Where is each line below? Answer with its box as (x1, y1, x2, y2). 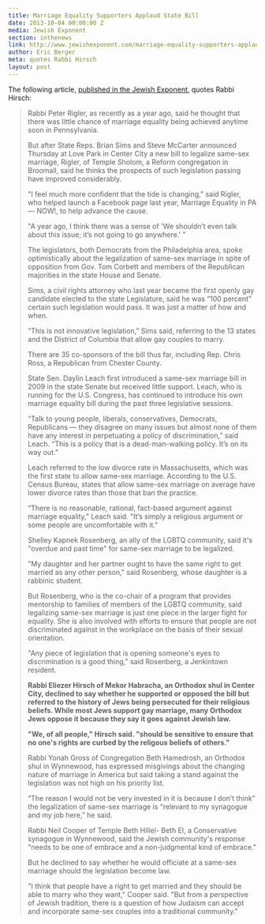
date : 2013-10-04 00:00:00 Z (8, 19, 104, 27)
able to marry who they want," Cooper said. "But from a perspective (27, 889, 248, 899)
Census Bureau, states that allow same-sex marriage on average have (27, 479, 256, 489)
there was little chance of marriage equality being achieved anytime (27, 116, 248, 126)
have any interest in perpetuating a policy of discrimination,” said (27, 430, 239, 440)
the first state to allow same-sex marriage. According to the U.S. (27, 471, 237, 480)
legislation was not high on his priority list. (27, 778, 165, 787)
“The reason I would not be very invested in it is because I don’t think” (27, 793, 256, 802)
